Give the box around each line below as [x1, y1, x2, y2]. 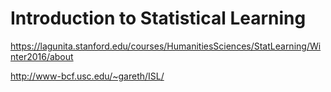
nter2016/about [10, 50, 74, 62]
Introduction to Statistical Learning [10, 7, 307, 30]
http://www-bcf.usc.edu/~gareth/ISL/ [10, 70, 165, 82]
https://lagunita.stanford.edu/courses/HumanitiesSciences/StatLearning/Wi [10, 40, 322, 52]
